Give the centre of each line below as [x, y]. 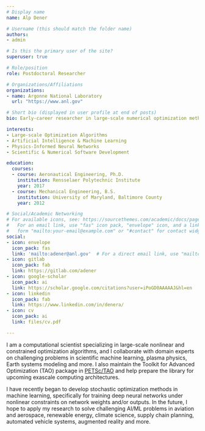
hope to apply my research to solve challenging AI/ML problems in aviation [100, 408]
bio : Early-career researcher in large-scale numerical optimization [97, 119]
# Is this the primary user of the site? [60, 51]
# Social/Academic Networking [45, 214]
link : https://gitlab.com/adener [54, 271]
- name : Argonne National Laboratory [54, 96]
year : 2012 [31, 203]
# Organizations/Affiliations [45, 84]
